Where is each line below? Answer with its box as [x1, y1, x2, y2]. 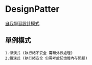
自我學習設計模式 [5, 20, 40, 26]
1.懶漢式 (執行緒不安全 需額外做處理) [5, 50, 73, 55]
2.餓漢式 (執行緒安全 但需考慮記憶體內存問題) [5, 56, 88, 61]
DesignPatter [5, 3, 60, 15]
